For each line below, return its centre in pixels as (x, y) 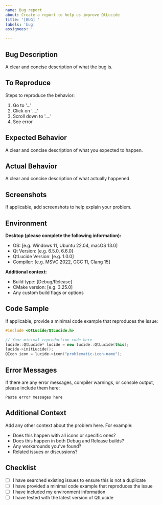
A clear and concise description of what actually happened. (68, 179)
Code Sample (27, 309)
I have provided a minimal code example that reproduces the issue (83, 486)
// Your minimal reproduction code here (49, 340)
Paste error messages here (34, 397)
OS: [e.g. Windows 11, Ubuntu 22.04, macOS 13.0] (65, 245)
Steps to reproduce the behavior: (40, 95)
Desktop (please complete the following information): (63, 236)
